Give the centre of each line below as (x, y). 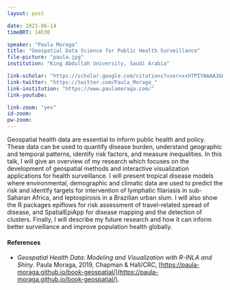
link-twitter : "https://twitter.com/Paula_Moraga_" (82, 82)
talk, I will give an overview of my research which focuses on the (98, 161)
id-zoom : (20, 114)
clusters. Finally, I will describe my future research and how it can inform (110, 219)
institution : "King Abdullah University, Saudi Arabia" (88, 64)
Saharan (19, 198)
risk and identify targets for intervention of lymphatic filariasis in (97, 190)
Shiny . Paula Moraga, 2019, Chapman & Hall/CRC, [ (89, 265)
